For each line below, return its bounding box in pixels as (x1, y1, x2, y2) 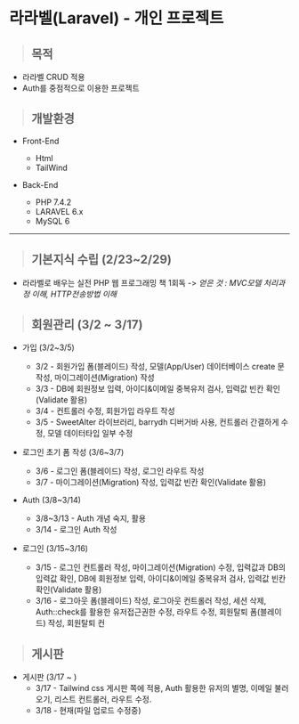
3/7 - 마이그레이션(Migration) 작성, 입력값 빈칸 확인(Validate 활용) (35, 477, 267, 488)
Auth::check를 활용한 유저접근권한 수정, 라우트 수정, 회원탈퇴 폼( (35, 606, 261, 617)
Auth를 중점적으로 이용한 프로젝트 (21, 83, 140, 94)
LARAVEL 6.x (35, 206, 84, 216)
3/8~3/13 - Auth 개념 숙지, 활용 (35, 513, 147, 524)
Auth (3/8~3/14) (21, 495, 82, 506)
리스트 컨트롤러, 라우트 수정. (54, 694, 152, 704)
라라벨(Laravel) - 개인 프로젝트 (9, 8, 224, 28)
